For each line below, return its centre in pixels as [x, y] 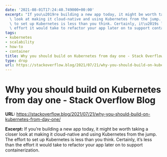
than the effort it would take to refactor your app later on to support [74, 145]
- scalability [20, 42]
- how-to [14, 47]
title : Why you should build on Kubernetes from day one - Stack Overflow [84, 56]
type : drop [16, 61]
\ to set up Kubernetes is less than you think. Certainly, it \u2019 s [84, 24]
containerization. [22, 150]
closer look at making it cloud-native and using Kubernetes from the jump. [81, 134]
